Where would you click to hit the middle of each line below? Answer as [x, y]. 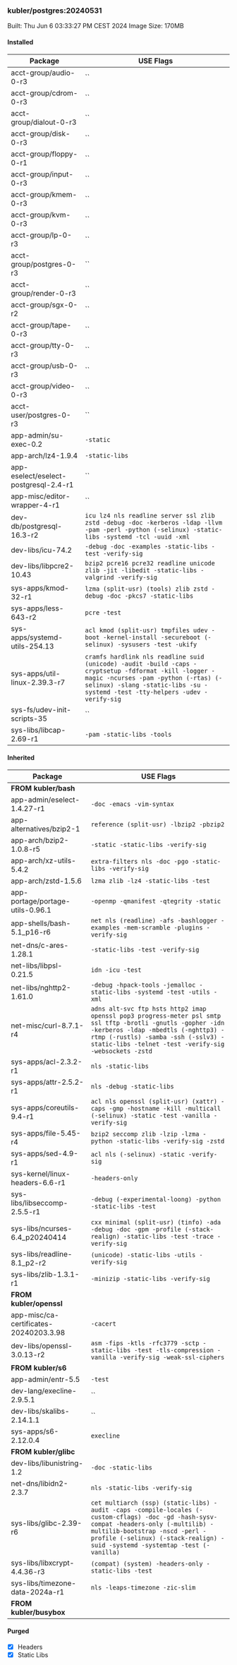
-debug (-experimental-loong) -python [156, 1199]
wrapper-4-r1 [35, 505]
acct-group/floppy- [44, 154]
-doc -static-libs [122, 1467]
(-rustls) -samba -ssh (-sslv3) [163, 1037]
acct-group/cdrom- [44, 92]
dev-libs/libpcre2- [42, 565]
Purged [18, 1631]
